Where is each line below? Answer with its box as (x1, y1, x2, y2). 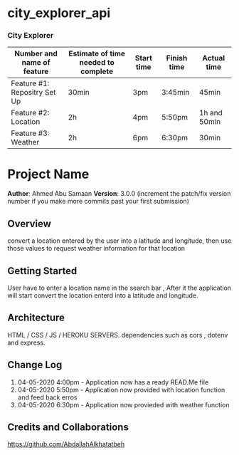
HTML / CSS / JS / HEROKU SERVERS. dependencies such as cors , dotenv (7, 330, 228, 339)
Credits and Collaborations (7, 422, 129, 434)
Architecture (7, 312, 65, 324)
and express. (7, 338, 46, 347)
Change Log (7, 359, 63, 371)
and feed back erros (17, 393, 78, 402)
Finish (166, 53, 188, 63)
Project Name (7, 166, 90, 182)
